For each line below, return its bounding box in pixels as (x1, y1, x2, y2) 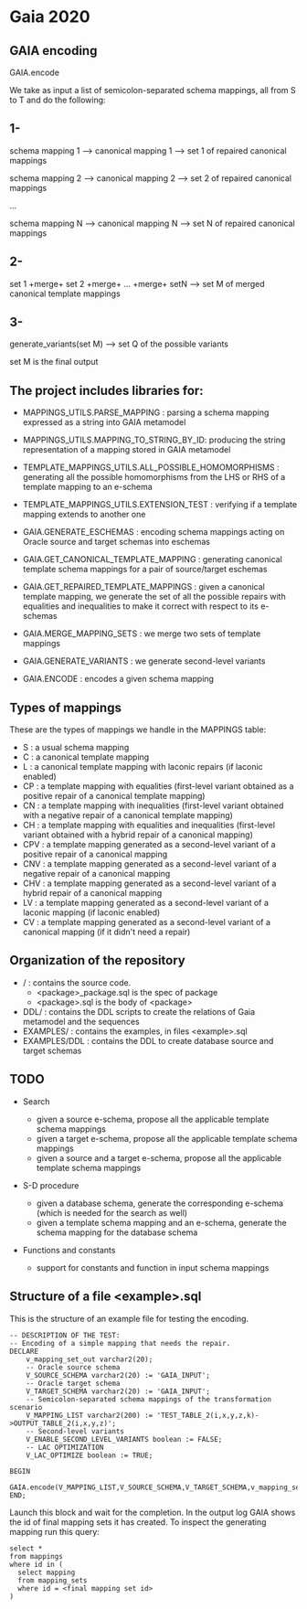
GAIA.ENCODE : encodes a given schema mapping (22, 674, 215, 685)
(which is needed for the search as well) (36, 1207, 188, 1218)
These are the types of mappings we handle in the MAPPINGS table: (9, 724, 267, 735)
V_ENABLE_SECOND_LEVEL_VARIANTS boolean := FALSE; (26, 1434, 223, 1444)
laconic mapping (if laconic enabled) (22, 907, 161, 918)
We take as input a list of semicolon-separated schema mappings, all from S (9, 85, 296, 95)
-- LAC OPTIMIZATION (26, 1443, 104, 1452)
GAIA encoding (9, 43, 98, 59)
